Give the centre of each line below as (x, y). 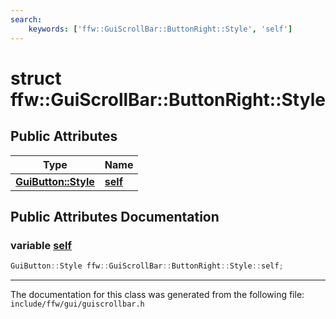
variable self (41, 245)
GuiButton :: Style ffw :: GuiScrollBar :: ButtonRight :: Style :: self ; (147, 266)
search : (26, 19)
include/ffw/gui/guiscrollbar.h (77, 304)
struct (36, 78)
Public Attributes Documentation (115, 216)
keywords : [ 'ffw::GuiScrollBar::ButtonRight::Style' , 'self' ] (160, 29)
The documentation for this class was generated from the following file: (157, 295)
